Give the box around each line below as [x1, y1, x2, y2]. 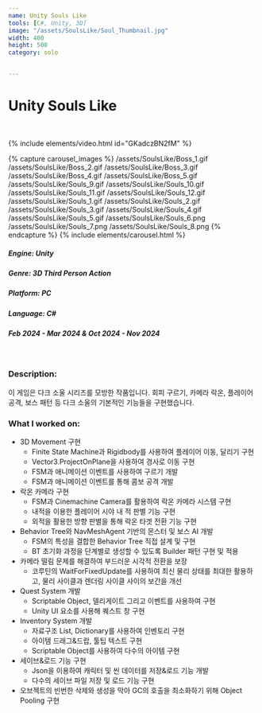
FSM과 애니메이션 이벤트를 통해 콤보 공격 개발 [31, 477, 174, 486]
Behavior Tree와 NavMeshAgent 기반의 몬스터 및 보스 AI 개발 [19, 527, 214, 536]
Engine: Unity [8, 248, 54, 258]
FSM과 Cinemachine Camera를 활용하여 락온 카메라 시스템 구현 [31, 497, 232, 506]
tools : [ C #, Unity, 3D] [8, 19, 87, 27]
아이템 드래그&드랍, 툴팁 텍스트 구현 [31, 636, 143, 645]
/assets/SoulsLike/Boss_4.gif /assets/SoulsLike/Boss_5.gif [8, 170, 198, 180]
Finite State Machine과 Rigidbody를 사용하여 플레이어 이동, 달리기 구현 [31, 447, 255, 456]
